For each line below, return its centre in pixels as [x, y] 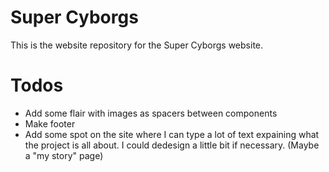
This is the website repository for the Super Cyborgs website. [137, 45]
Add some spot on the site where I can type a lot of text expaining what [172, 134]
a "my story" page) [64, 155]
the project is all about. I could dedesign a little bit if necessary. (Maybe [172, 145]
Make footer [50, 123]
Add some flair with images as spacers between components [151, 113]
